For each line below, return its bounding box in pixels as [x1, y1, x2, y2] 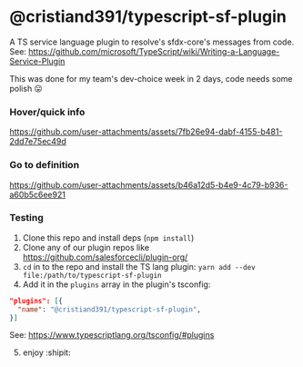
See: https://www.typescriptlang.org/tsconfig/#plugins [9, 330, 215, 341]
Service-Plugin [9, 55, 66, 66]
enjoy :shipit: [22, 347, 71, 358]
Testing [9, 212, 44, 224]
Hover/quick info [9, 105, 86, 118]
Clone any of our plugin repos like [22, 242, 150, 253]
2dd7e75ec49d [9, 136, 66, 147]
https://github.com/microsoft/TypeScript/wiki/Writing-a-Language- [28, 45, 280, 56]
